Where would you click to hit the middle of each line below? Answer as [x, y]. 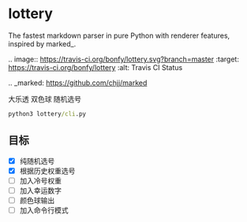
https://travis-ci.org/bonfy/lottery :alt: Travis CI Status [95, 67]
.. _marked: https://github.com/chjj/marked [78, 83]
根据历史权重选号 [47, 171]
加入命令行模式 [44, 210]
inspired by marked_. [42, 43]
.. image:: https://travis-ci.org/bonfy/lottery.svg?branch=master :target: [123, 59]
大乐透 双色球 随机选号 [45, 98]
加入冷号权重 [40, 180]
